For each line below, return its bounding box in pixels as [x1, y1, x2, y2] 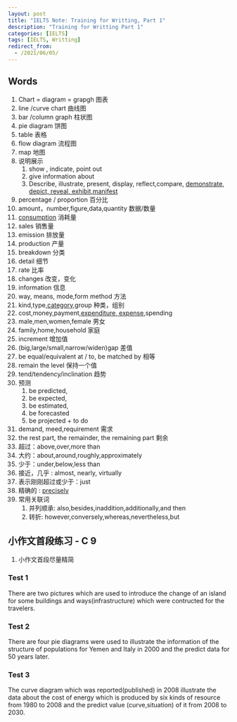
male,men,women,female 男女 [18, 317, 106, 325]
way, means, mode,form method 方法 [18, 292, 127, 300]
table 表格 [18, 130, 48, 138]
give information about [28, 172, 94, 180]
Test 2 [8, 621, 30, 631]
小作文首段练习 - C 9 [8, 535, 97, 547]
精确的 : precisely [18, 486, 69, 494]
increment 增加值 [18, 335, 68, 343]
